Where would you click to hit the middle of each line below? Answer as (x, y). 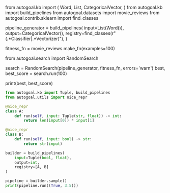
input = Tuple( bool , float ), (43, 158)
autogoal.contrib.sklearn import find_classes (52, 18)
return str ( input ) (43, 144)
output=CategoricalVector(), (35, 33)
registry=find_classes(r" (91, 33)
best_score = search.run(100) (36, 73)
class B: (15, 134)
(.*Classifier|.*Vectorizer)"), (35, 38)
